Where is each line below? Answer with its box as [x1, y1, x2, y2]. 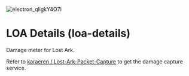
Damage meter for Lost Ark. [6, 46, 75, 53]
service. [6, 64, 26, 71]
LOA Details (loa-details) [6, 27, 130, 40]
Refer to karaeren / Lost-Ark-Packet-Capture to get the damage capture [6, 57, 184, 65]
